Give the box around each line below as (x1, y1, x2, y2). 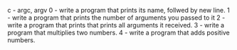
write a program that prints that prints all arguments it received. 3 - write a (7, 21, 225, 29)
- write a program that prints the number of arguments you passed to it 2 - (7, 13, 226, 22)
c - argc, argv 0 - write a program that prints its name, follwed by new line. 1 (7, 6, 230, 14)
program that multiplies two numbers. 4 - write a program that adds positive (7, 28, 230, 37)
